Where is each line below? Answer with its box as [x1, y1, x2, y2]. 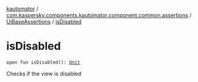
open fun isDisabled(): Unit [6, 59, 80, 66]
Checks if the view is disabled [6, 70, 82, 77]
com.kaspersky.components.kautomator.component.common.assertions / [6, 12, 192, 19]
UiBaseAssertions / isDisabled [6, 18, 82, 25]
